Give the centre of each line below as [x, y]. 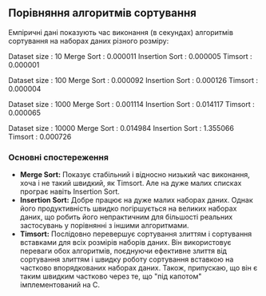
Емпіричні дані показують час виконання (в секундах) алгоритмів [121, 32]
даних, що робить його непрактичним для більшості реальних [126, 217]
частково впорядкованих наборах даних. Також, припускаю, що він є [139, 268]
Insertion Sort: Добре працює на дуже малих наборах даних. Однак [136, 200]
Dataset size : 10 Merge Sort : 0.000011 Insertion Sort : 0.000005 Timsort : [131, 56]
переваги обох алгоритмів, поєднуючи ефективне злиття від [123, 251]
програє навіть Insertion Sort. [69, 191]
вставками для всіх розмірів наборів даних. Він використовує [125, 243]
